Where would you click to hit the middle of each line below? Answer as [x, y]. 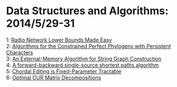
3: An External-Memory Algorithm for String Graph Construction [84, 59]
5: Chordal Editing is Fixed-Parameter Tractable [64, 71]
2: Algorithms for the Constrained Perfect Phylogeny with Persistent [88, 46]
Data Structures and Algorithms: [87, 11]
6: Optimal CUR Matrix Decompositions [54, 78]
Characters [20, 52]
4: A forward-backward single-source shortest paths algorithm [83, 65]
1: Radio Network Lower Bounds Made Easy [59, 40]
